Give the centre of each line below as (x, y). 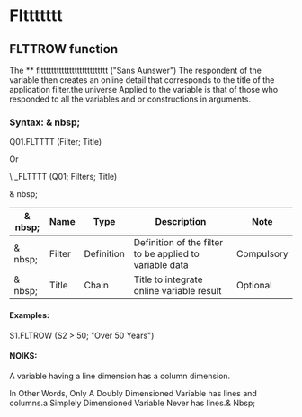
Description (181, 222)
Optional (254, 286)
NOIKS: (23, 356)
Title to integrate (168, 279)
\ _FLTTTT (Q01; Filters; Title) (63, 177)
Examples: (29, 315)
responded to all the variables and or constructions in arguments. (130, 99)
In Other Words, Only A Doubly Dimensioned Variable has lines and (133, 393)
